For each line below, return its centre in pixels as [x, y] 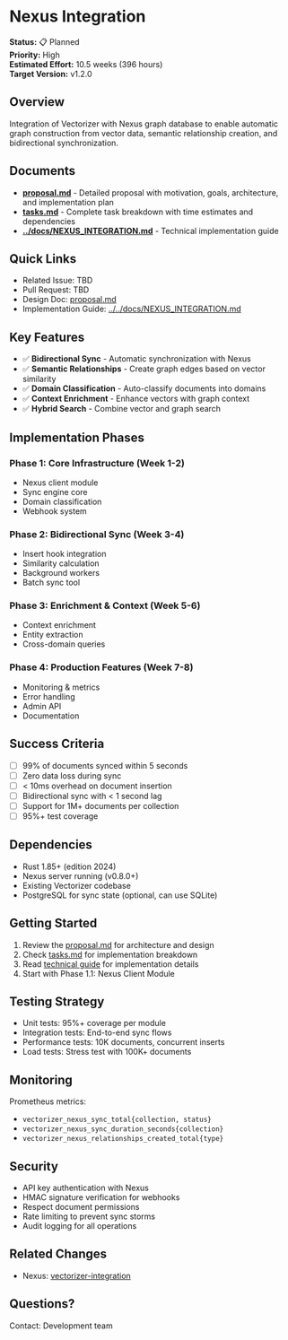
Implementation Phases [77, 437]
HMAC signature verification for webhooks [101, 1197]
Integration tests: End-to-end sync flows [97, 1032]
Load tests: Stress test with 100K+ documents [107, 1052]
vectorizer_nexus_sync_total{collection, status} [117, 1120]
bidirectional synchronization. [64, 143]
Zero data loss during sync [72, 775]
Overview [37, 102]
